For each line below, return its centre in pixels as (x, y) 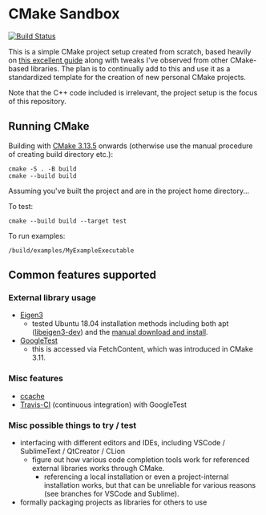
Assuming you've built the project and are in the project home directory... (129, 191)
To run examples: (37, 235)
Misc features (36, 379)
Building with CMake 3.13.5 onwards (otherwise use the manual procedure (131, 146)
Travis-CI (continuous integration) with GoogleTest (103, 404)
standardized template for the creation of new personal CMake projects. (127, 77)
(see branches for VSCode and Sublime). (111, 494)
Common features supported (82, 275)
